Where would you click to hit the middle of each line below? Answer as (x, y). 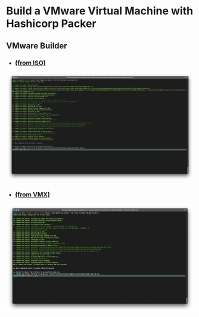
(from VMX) (32, 194)
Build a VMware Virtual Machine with (100, 11)
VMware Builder (37, 46)
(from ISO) (30, 63)
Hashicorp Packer (51, 24)
